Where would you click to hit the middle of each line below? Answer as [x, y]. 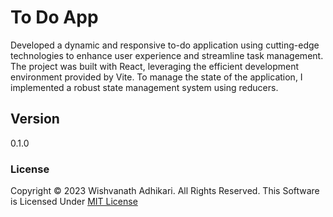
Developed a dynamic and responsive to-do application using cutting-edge [165, 45]
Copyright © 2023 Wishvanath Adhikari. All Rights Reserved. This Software [165, 191]
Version [35, 119]
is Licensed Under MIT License [74, 202]
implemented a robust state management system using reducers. [144, 87]
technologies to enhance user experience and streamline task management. [167, 55]
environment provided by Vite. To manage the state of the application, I [156, 77]
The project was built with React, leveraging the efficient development [155, 66]
